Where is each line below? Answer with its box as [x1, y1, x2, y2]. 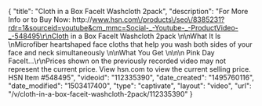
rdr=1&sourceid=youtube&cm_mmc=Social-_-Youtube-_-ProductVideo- [8, 23, 238, 32]
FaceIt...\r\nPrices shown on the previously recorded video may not [8, 56, 226, 65]
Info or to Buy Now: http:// [8, 15, 93, 24]
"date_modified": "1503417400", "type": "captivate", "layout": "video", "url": [8, 81, 252, 90]
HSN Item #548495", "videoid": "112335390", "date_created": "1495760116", [8, 73, 255, 82]
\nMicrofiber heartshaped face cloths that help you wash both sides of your [8, 40, 253, 49]
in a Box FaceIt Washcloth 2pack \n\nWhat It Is [70, 31, 221, 41]
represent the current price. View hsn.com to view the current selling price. [8, 65, 251, 73]
